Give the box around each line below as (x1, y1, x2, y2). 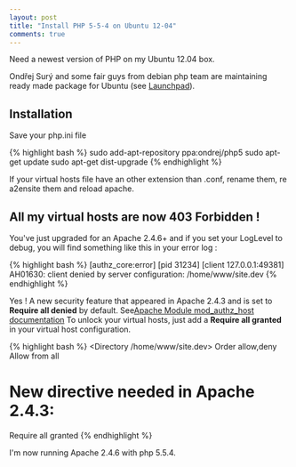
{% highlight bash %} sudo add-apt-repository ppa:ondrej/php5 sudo (9, 148, 264, 158)
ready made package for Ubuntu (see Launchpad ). (9, 81, 196, 92)
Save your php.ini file (9, 130, 87, 141)
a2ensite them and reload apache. (9, 183, 135, 194)
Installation (9, 106, 73, 121)
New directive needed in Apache (9, 382, 255, 402)
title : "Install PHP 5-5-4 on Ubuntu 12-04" (9, 21, 177, 30)
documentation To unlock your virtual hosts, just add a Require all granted (9, 315, 282, 325)
